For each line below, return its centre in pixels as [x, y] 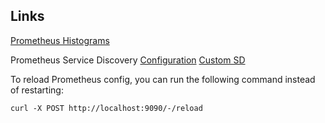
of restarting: [37, 90]
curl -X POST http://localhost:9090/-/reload [106, 108]
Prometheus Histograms [60, 40]
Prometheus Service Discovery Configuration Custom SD [128, 60]
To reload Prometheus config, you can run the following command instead [163, 79]
